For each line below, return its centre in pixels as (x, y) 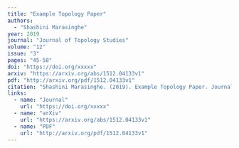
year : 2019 (23, 34)
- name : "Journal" (41, 100)
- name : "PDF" (34, 126)
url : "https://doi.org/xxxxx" (65, 107)
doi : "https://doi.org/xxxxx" (52, 67)
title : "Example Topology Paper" (57, 14)
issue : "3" (23, 54)
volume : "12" (27, 47)
